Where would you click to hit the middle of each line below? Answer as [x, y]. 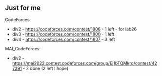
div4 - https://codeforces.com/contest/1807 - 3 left [64, 39]
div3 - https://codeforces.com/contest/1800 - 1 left [63, 34]
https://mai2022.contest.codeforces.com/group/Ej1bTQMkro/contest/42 [85, 63]
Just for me [23, 8]
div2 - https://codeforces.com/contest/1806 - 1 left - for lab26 [74, 29]
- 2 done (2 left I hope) [46, 68]
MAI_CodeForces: [23, 48]
